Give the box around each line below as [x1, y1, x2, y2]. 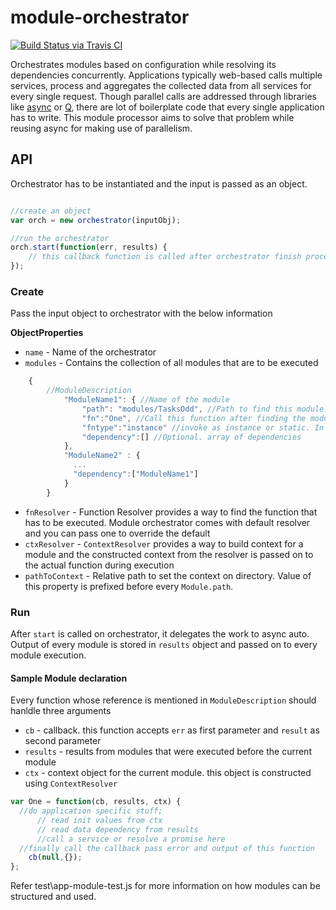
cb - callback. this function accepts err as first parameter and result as [24, 724, 320, 736]
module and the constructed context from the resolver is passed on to [24, 548, 314, 560]
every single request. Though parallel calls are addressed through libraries [10, 90, 317, 102]
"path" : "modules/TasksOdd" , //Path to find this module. [81, 404, 329, 414]
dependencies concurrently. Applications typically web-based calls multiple [10, 69, 323, 81]
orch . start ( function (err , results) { [10, 242, 168, 253]
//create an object [10, 206, 92, 216]
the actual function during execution [24, 559, 175, 571]
